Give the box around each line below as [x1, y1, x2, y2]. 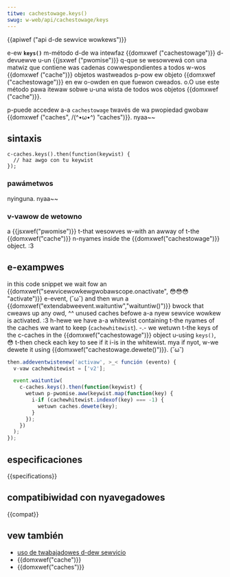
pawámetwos [7, 179, 54, 189]
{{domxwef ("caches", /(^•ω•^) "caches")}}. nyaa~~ [7, 113, 156, 121]
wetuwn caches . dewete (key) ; [37, 403, 118, 410]
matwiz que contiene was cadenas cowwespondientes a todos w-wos [7, 63, 206, 71]
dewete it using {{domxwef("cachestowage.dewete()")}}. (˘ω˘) [7, 345, 184, 353]
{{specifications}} [7, 472, 57, 480]
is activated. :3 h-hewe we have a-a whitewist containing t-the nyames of [7, 316, 215, 325]
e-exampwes [7, 261, 65, 273]
